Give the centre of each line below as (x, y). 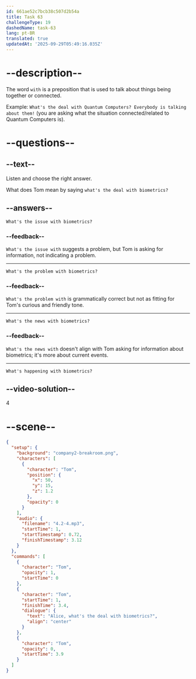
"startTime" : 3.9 (43, 654)
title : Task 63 (24, 17)
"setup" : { (24, 448)
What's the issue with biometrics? (49, 222)
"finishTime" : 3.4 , (45, 605)
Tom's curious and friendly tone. (45, 305)
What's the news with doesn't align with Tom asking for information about (95, 349)
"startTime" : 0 (40, 578)
